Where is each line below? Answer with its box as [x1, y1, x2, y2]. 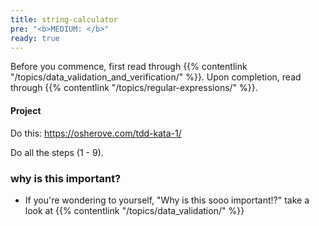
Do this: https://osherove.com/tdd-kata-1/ [10, 127, 182, 139]
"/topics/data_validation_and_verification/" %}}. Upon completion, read [10, 71, 302, 83]
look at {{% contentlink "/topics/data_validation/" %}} [24, 204, 245, 216]
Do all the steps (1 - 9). [10, 146, 104, 158]
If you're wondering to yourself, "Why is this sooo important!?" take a [24, 194, 310, 206]
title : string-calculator [10, 14, 118, 25]
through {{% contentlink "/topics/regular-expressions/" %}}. [10, 82, 258, 94]
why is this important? [10, 171, 122, 185]
